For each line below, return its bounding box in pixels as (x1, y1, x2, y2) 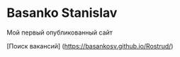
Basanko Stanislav (6, 5, 118, 21)
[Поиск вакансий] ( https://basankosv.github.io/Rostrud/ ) (6, 42, 174, 50)
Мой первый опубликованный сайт (6, 28, 113, 37)
